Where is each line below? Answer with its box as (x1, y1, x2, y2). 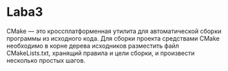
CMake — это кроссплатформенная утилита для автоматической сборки (6, 27, 222, 35)
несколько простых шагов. (6, 56, 85, 64)
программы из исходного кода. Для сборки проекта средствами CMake (6, 34, 220, 42)
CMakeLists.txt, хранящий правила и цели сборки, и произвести (6, 49, 195, 57)
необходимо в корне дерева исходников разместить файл (6, 41, 180, 50)
